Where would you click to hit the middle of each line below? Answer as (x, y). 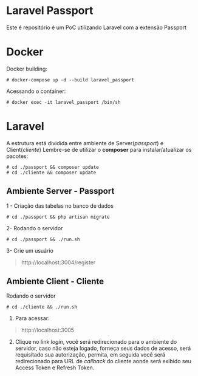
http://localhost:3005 (48, 330)
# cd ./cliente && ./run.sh (42, 307)
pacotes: (17, 156)
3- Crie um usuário (30, 250)
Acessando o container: (36, 91)
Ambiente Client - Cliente (55, 282)
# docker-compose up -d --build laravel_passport (70, 80)
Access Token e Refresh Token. (55, 367)
